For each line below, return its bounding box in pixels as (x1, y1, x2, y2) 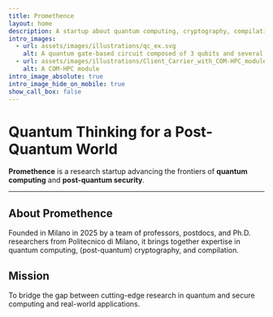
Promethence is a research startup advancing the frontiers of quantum (8, 167, 248, 176)
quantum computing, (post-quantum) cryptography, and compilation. (8, 245, 240, 255)
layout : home (8, 20, 53, 28)
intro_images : (8, 34, 57, 43)
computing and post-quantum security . (8, 176, 145, 185)
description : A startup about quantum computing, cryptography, (8, 27, 231, 35)
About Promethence (8, 206, 113, 220)
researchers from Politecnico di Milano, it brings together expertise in (8, 237, 241, 246)
